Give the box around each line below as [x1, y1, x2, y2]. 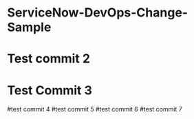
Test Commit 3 [7, 83, 93, 98]
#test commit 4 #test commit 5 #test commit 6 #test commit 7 [7, 105, 182, 113]
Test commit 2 [7, 51, 91, 67]
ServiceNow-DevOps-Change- [7, 5, 188, 21]
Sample [7, 19, 52, 35]
